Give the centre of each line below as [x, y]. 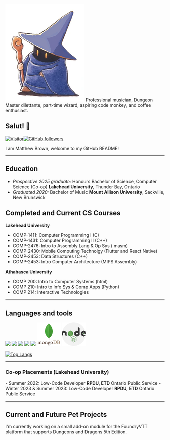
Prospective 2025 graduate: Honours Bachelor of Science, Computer [84, 181]
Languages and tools [39, 313]
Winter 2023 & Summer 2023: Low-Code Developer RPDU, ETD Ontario [80, 388]
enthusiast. [17, 111]
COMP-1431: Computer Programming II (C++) [60, 240]
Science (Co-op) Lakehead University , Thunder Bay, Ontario [76, 187]
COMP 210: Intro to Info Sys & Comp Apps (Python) [66, 287]
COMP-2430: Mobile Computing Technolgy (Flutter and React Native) [85, 251]
